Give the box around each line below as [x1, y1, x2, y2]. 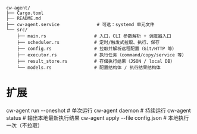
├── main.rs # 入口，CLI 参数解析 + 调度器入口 [17, 33, 171, 39]
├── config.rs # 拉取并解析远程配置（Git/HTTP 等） [17, 46, 177, 52]
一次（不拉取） [6, 122, 43, 129]
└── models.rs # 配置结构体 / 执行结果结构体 [17, 65, 161, 71]
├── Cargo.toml [6, 10, 44, 16]
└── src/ [6, 27, 28, 33]
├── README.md [6, 15, 42, 21]
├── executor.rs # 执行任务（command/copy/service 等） [17, 52, 187, 58]
